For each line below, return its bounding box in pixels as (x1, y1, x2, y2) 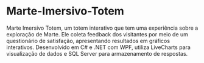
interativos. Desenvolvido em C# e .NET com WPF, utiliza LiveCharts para (6, 44, 191, 51)
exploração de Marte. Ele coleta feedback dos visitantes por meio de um (6, 30, 189, 38)
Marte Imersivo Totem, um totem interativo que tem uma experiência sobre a (6, 24, 199, 31)
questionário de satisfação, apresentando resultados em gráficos (6, 37, 171, 44)
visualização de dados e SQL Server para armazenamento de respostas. (6, 50, 188, 57)
